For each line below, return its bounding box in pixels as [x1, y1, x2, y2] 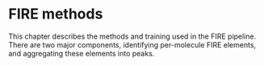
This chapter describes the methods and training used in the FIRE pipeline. [8, 31, 257, 41]
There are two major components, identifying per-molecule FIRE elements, [8, 39, 257, 49]
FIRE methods [8, 5, 103, 23]
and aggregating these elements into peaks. [8, 48, 155, 58]
